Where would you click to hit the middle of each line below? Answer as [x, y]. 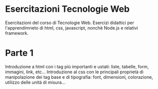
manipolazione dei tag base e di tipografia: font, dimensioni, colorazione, [79, 77]
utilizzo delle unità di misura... [35, 82]
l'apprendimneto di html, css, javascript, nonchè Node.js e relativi [72, 28]
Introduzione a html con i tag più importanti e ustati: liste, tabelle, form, [77, 66]
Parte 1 [19, 53]
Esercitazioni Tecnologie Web [67, 9]
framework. [17, 33]
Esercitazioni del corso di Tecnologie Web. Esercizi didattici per [70, 23]
